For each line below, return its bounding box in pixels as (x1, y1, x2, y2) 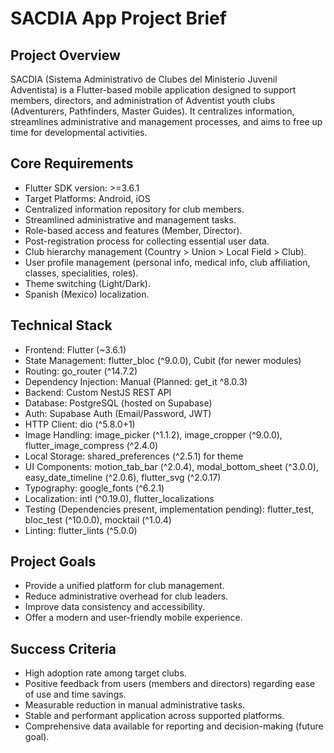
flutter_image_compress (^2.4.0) (24, 439, 159, 451)
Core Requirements (10, 155, 134, 172)
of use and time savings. (24, 688, 127, 701)
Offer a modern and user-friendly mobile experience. (24, 612, 243, 624)
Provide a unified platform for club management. (24, 580, 225, 592)
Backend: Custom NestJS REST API (24, 386, 172, 398)
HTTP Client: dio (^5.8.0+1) (24, 418, 136, 430)
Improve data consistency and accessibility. (24, 601, 206, 613)
